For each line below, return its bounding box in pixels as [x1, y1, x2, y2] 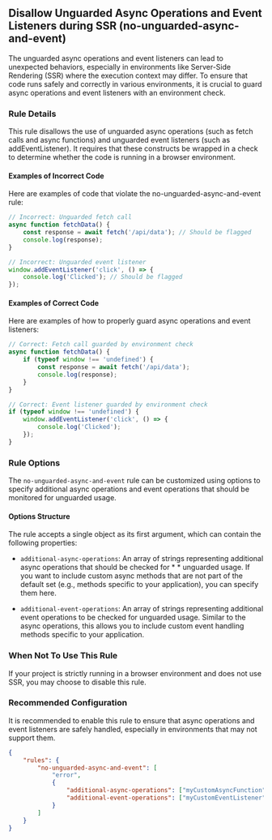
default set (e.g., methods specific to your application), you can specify [19, 580, 259, 589]
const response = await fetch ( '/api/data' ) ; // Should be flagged [23, 229, 252, 237]
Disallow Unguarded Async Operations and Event [8, 6, 263, 20]
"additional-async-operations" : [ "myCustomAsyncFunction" [66, 786, 266, 795]
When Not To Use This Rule [8, 650, 118, 662]
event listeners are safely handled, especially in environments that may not [8, 724, 257, 734]
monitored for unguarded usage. [8, 493, 117, 503]
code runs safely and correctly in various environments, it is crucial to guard [8, 79, 262, 88]
